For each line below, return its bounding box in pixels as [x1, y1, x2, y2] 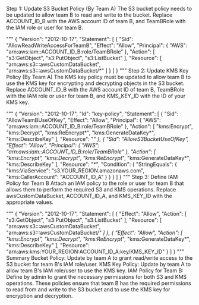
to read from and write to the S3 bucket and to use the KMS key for [6, 286, 170, 293]
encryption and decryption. [6, 293, 73, 299]
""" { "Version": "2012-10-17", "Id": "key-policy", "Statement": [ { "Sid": [6, 110, 179, 117]
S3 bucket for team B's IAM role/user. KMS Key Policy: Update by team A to [6, 261, 191, 268]
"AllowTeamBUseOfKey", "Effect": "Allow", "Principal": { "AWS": [6, 117, 162, 124]
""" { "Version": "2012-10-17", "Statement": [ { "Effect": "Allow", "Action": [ [6, 210, 187, 217]
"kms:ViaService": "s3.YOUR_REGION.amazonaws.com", [6, 167, 144, 174]
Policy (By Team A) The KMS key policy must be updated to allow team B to [6, 74, 191, 80]
